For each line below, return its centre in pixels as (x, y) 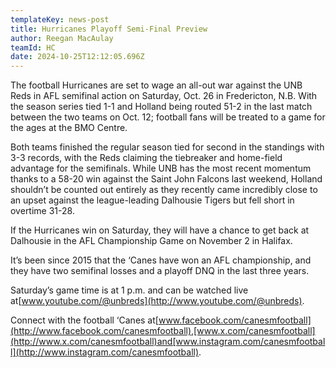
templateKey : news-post (60, 19)
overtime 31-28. (42, 211)
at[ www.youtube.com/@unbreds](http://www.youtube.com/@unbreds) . (157, 301)
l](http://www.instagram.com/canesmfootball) (105, 352)
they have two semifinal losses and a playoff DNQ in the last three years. (160, 271)
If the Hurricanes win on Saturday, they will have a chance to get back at (160, 230)
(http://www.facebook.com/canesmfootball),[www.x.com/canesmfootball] (163, 331)
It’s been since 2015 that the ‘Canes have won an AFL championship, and (161, 260)
